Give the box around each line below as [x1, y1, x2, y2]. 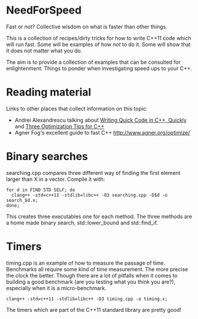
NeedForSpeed [6, 4, 82, 17]
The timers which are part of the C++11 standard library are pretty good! [6, 306, 181, 313]
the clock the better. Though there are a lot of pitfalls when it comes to [6, 272, 178, 279]
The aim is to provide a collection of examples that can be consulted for [6, 58, 181, 66]
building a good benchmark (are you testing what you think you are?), [6, 278, 176, 285]
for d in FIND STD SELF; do [6, 187, 76, 193]
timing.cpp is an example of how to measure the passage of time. [6, 259, 165, 266]
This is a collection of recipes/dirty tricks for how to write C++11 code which [6, 34, 191, 41]
